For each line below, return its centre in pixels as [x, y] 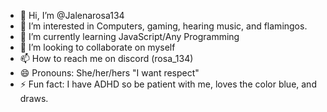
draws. [34, 98]
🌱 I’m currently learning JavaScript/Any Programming [129, 36]
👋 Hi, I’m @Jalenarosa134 [72, 15]
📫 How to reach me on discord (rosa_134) [106, 58]
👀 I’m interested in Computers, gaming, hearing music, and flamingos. [163, 26]
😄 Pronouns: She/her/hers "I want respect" [109, 73]
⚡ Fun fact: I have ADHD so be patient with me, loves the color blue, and [168, 84]
